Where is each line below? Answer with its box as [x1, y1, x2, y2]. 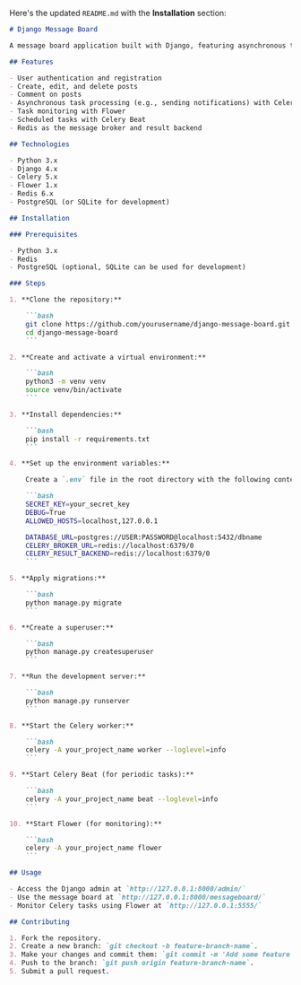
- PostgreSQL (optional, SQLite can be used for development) [9, 263, 246, 272]
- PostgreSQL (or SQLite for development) [9, 197, 170, 206]
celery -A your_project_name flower [25, 843, 163, 853]
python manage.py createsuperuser [25, 648, 154, 657]
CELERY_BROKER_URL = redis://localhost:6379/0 [25, 541, 194, 550]
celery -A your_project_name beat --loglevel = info [25, 794, 219, 804]
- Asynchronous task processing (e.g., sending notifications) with [9, 99, 271, 108]
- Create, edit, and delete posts [9, 82, 139, 91]
